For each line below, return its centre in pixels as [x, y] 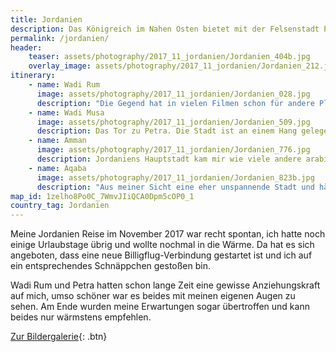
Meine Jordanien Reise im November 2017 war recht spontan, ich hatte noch [168, 234]
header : [26, 47]
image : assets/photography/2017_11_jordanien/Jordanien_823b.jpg [175, 177]
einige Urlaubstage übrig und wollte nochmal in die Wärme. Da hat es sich [162, 245]
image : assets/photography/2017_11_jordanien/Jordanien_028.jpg [173, 94]
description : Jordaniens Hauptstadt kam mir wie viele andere [169, 159]
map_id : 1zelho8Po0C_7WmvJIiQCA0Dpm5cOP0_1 [102, 196]
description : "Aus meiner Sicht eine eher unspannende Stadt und [175, 187]
